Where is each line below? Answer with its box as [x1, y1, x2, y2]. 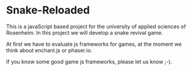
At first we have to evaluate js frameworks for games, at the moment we [6, 40, 182, 48]
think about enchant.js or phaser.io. [6, 46, 93, 53]
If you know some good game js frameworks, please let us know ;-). [6, 58, 172, 65]
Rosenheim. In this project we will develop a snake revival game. [6, 29, 163, 36]
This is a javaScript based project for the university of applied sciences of [6, 23, 186, 30]
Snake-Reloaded [6, 4, 90, 17]
